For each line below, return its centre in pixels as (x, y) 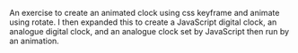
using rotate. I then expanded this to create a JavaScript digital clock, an (143, 22)
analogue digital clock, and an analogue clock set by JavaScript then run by (149, 31)
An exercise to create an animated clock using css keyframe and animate (145, 13)
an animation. (35, 41)
